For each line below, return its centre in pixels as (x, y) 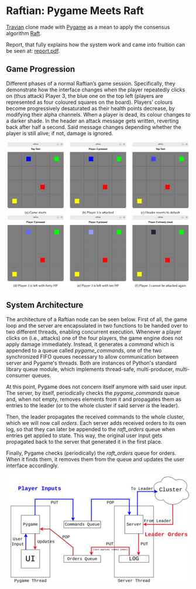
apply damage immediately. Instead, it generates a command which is (90, 344)
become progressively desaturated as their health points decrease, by (91, 108)
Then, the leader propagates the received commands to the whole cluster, (95, 417)
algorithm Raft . (24, 33)
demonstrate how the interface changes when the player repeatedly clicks (96, 90)
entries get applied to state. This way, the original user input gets (84, 435)
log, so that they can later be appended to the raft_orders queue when (91, 429)
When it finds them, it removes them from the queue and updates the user (95, 459)
